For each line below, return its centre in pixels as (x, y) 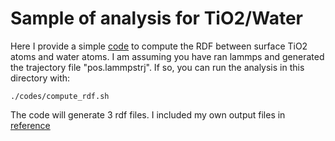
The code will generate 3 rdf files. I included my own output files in (148, 114)
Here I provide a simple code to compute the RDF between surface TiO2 (159, 46)
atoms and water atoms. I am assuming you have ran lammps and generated (167, 56)
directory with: (40, 78)
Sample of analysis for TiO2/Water (156, 18)
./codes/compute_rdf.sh (60, 96)
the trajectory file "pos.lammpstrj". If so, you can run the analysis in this (157, 67)
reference (30, 125)
